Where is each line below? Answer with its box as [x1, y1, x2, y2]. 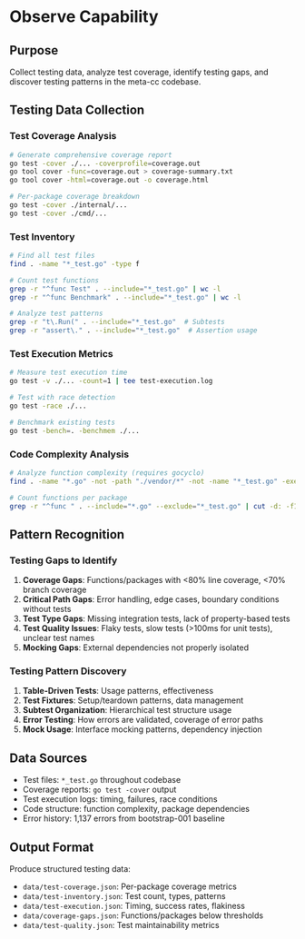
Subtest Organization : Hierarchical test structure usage [22, 705, 232, 716]
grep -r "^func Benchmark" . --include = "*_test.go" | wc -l [9, 292, 242, 301]
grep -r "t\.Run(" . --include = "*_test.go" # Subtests [9, 318, 225, 327]
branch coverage [22, 584, 87, 596]
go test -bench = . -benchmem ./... [9, 426, 141, 435]
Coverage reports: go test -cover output [22, 784, 177, 796]
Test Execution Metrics [9, 348, 113, 361]
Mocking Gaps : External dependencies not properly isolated [22, 642, 250, 653]
